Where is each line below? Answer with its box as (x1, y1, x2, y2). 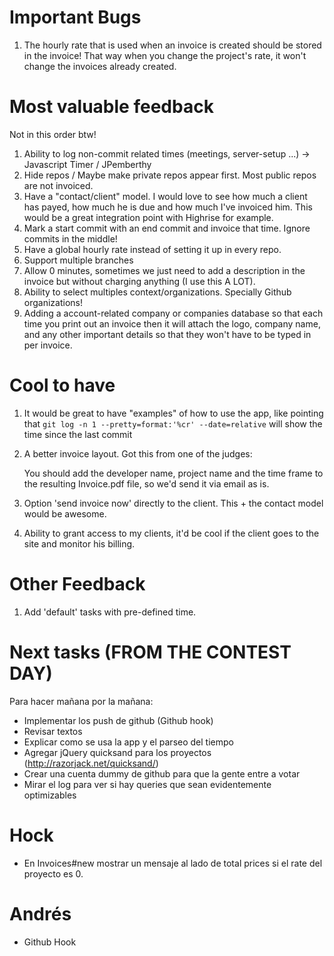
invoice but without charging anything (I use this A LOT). (23, 275, 256, 287)
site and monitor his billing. (23, 537, 136, 550)
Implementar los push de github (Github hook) (23, 714, 214, 726)
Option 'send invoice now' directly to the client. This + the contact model (23, 497, 324, 509)
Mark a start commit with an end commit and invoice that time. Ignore (23, 222, 311, 234)
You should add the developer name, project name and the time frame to (23, 467, 324, 479)
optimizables (23, 789, 77, 801)
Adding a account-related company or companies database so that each (23, 307, 324, 319)
